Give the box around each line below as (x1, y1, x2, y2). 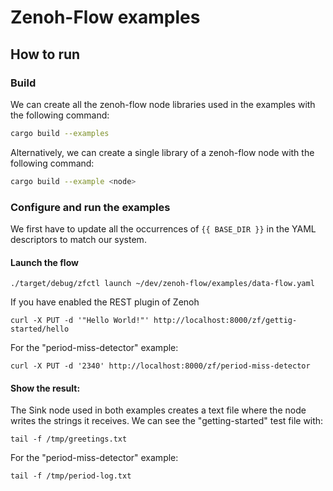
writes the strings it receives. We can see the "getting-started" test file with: (10, 415, 324, 427)
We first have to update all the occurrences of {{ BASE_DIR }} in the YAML (10, 222, 317, 235)
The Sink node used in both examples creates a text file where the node (10, 404, 307, 416)
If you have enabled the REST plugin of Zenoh (10, 296, 200, 308)
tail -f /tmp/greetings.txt (10, 434, 128, 445)
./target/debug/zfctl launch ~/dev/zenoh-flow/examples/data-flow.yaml (10, 279, 315, 289)
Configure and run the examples (10, 200, 171, 214)
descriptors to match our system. (10, 233, 147, 245)
